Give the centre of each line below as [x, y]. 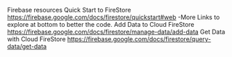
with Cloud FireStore [36, 39]
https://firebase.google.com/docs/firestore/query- [139, 39]
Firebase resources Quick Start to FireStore [69, 10]
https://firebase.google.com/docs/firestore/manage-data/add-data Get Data [116, 32]
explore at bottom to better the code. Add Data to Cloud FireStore [101, 24]
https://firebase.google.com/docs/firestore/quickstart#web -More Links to [114, 17]
